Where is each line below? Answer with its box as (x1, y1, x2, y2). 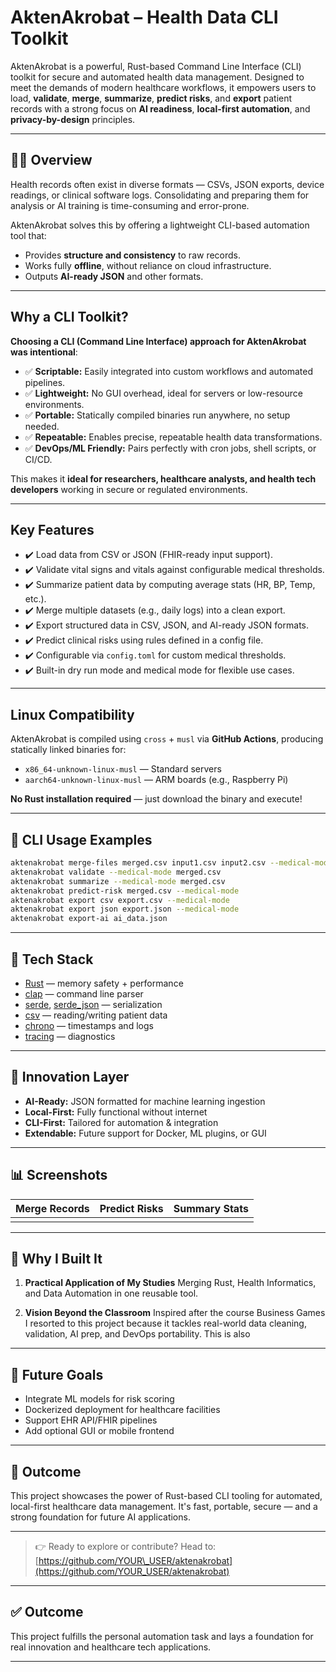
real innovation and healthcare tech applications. (10, 1641, 212, 1653)
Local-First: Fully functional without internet (24, 1106, 208, 1118)
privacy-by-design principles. (10, 113, 136, 125)
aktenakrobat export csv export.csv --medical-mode (10, 895, 230, 905)
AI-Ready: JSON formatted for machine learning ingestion (24, 1095, 266, 1107)
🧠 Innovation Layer (10, 1069, 130, 1086)
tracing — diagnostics (24, 1030, 116, 1042)
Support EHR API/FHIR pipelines (24, 1414, 158, 1426)
